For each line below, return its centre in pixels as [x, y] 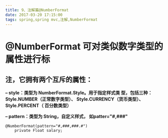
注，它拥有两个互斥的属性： [49, 79]
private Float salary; [39, 131]
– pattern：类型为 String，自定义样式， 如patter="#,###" [67, 117]
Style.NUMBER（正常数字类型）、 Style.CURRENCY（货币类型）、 [75, 99]
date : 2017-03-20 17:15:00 [34, 15]
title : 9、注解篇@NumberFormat [37, 10]
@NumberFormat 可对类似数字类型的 [84, 46]
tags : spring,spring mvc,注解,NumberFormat [52, 19]
